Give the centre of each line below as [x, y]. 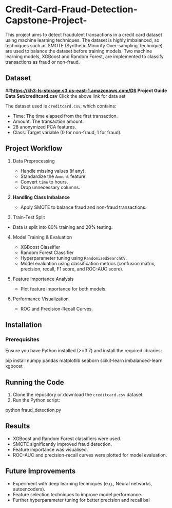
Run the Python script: [36, 400]
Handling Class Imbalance [41, 197]
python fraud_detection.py [33, 410]
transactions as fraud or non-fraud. [43, 62]
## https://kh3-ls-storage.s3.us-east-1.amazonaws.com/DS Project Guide [86, 90]
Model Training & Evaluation [42, 237]
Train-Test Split [29, 217]
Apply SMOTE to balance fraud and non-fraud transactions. [83, 207]
